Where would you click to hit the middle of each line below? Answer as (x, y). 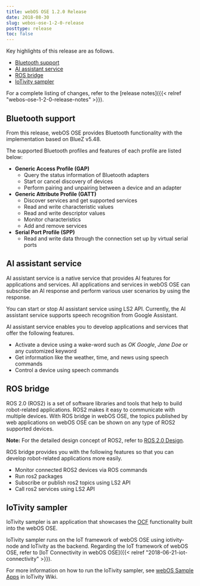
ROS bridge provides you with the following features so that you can (90, 451)
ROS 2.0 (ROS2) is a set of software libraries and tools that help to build (94, 403)
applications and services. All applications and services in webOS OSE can (98, 284)
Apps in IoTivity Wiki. (32, 577)
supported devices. (30, 429)
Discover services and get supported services (80, 200)
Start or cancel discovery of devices (68, 181)
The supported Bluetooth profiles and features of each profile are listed (94, 151)
